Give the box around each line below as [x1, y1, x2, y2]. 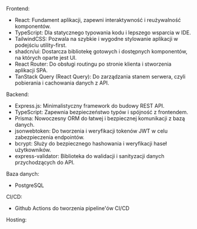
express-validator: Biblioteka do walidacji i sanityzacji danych [14, 153, 164, 159]
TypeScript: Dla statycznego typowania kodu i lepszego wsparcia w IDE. [14, 29, 191, 36]
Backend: [6, 91, 30, 98]
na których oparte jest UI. [14, 54, 77, 61]
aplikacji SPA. [14, 67, 48, 73]
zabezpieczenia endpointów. [14, 134, 85, 141]
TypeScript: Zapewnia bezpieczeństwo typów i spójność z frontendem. [14, 109, 188, 115]
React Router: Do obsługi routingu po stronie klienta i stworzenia [14, 60, 172, 67]
